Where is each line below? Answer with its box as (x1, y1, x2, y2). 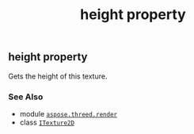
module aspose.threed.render (19, 109, 117, 118)
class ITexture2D (19, 117, 75, 127)
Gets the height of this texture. (8, 71, 108, 81)
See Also (8, 91, 44, 102)
